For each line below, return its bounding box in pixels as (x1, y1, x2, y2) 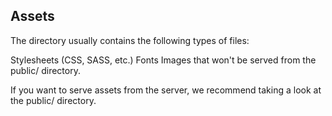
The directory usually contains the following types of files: (10, 34, 250, 46)
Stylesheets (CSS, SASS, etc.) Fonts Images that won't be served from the (10, 54, 317, 66)
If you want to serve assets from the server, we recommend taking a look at (10, 84, 322, 96)
